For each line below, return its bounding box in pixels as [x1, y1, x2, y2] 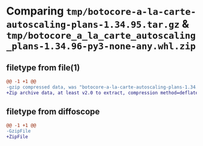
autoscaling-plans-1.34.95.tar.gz [6, 19, 180, 31]
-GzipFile [6, 128, 31, 134]
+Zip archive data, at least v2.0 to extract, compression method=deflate [6, 90, 199, 96]
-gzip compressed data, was [6, 84, 77, 90]
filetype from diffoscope [6, 107, 100, 117]
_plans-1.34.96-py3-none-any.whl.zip [6, 41, 196, 52]
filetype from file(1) [6, 62, 80, 73]
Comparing [6, 4, 64, 18]
